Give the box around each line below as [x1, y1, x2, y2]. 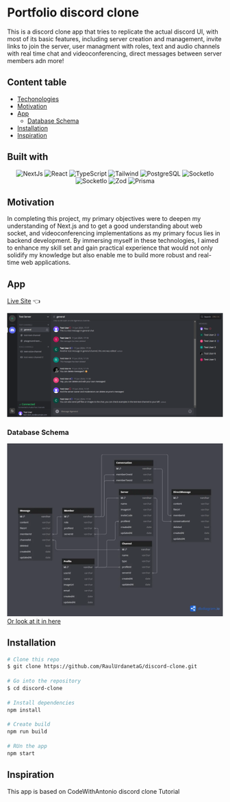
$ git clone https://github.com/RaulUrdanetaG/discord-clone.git [7, 663, 197, 670]
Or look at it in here [7, 617, 62, 625]
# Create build [7, 721, 51, 728]
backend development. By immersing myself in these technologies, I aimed [7, 237, 219, 245]
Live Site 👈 [7, 297, 41, 305]
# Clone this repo [7, 656, 60, 663]
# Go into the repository [7, 678, 81, 685]
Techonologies [16, 95, 60, 103]
